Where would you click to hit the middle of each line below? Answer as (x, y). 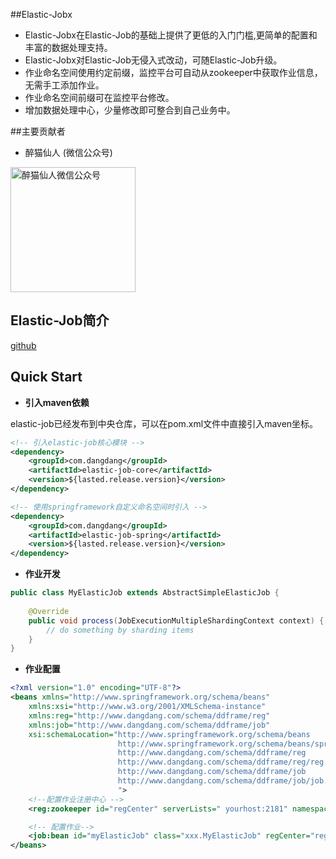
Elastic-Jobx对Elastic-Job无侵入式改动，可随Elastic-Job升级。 (153, 60)
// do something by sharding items (120, 630)
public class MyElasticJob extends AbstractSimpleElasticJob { (145, 593)
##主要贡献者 (38, 131)
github (23, 345)
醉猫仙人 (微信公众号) (68, 152)
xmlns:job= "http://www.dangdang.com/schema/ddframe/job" (149, 725)
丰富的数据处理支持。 (68, 47)
